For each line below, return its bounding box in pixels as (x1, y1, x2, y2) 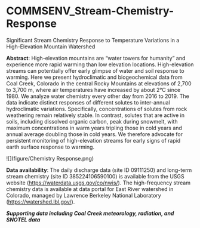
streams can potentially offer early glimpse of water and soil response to (6, 67, 185, 74)
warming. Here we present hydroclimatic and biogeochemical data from (6, 73, 183, 81)
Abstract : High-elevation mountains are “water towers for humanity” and (6, 54, 186, 61)
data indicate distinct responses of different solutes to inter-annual (6, 98, 170, 106)
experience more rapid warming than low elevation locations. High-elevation (6, 61, 194, 68)
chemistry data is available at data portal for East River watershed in (6, 185, 174, 192)
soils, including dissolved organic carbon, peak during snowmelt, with (6, 118, 178, 125)
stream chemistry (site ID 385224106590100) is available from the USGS (6, 172, 184, 180)
